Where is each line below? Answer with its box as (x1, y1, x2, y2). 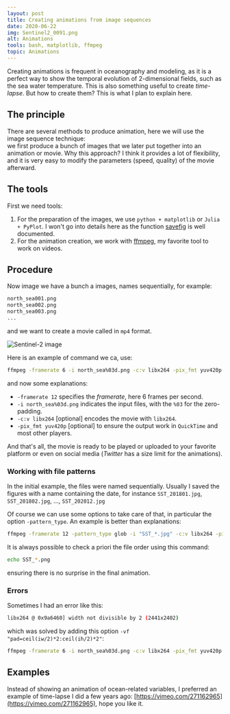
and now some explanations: (7, 379, 88, 388)
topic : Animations (7, 49, 60, 56)
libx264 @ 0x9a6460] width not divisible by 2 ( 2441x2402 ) (7, 615, 179, 621)
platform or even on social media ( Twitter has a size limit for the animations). (7, 449, 222, 457)
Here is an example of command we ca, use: (7, 353, 133, 361)
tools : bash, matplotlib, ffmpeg (7, 42, 103, 49)
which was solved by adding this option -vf (7, 627, 130, 635)
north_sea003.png (7, 308, 57, 316)
